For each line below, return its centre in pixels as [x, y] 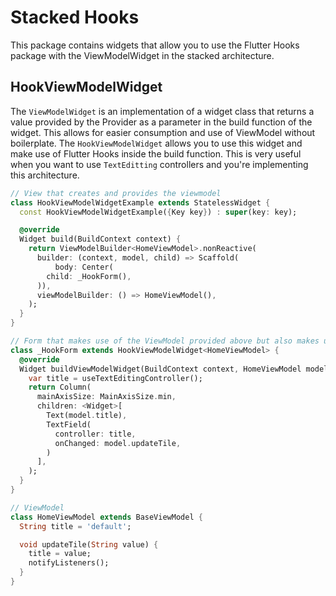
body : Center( [84, 267]
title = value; [60, 554]
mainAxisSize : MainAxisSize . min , [106, 397]
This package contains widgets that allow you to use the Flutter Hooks [155, 45]
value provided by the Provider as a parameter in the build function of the [161, 122]
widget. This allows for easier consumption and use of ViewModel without [163, 132]
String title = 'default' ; [75, 526]
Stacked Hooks [75, 17]
